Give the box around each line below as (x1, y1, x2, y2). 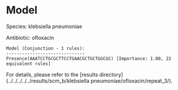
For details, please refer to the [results (6, 71, 98, 78)
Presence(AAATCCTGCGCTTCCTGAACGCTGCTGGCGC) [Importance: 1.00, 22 (6, 56, 172, 61)
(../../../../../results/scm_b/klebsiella (6, 77, 90, 84)
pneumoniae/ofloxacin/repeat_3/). (90, 77, 173, 84)
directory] (99, 71, 124, 78)
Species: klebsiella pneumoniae (6, 23, 83, 30)
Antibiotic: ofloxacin (6, 34, 54, 41)
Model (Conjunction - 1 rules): (6, 45, 85, 51)
